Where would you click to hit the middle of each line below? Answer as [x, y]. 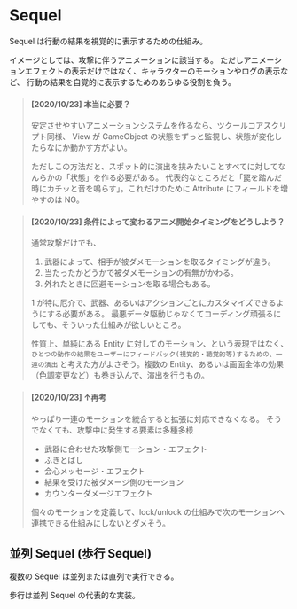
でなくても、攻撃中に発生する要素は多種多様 [112, 430]
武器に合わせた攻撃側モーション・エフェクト [126, 449]
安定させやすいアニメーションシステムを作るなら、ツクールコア [147, 126]
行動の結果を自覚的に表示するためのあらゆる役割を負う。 [131, 82]
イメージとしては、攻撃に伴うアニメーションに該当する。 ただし [126, 59]
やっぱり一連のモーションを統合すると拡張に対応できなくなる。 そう [156, 418]
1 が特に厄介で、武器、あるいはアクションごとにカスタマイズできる [153, 303]
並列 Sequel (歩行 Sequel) [81, 554]
